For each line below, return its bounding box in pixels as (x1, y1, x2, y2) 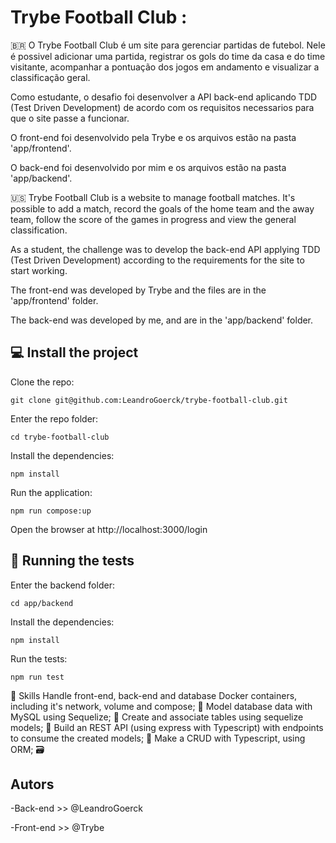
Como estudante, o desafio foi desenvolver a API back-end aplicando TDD (10, 91, 318, 103)
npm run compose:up (10, 506, 92, 516)
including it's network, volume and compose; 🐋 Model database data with (10, 700, 313, 712)
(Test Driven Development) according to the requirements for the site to (10, 254, 305, 266)
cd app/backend (10, 598, 74, 608)
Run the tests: (10, 652, 68, 665)
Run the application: (10, 486, 93, 498)
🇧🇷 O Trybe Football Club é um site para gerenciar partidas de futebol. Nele (10, 39, 326, 51)
